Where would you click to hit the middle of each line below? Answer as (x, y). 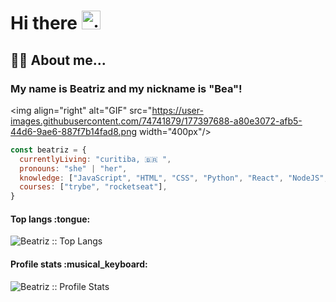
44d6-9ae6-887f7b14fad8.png (74, 131)
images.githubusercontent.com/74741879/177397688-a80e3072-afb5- (156, 121)
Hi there (44, 23)
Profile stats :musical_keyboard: (79, 264)
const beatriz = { (48, 150)
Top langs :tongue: (50, 219)
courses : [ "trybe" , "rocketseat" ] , (93, 187)
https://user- (177, 110)
